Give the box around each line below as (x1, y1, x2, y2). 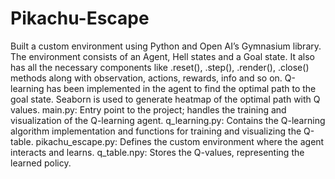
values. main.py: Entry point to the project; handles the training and (10, 103, 287, 116)
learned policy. (10, 157, 72, 169)
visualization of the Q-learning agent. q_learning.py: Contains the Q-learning (10, 114, 326, 126)
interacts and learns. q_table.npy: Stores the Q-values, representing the (10, 146, 305, 158)
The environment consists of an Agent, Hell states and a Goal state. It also (10, 50, 315, 62)
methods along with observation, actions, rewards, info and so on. (10, 72, 283, 84)
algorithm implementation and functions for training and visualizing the (10, 125, 302, 137)
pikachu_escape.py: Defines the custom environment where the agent (35, 135, 325, 147)
